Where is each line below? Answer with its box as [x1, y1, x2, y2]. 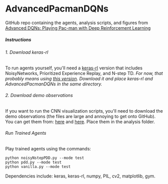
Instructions [5, 36, 32, 43]
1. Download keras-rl [5, 49, 49, 55]
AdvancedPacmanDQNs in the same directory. [5, 81, 103, 87]
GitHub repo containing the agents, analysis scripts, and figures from [5, 20, 148, 26]
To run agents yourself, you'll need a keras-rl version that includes [5, 65, 143, 71]
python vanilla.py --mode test [5, 164, 71, 169]
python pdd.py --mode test [5, 159, 62, 165]
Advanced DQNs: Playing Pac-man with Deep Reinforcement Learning [5, 25, 151, 31]
